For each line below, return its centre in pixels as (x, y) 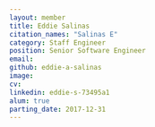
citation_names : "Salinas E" (64, 34)
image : (22, 76)
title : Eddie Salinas (50, 26)
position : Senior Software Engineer (77, 51)
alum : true (30, 101)
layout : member (38, 17)
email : (22, 59)
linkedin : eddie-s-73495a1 (60, 92)
